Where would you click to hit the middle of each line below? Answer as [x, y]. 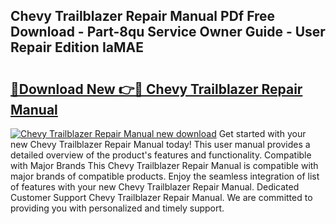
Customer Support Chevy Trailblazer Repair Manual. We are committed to [161, 197]
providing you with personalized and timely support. [117, 208]
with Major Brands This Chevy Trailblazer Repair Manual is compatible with [164, 165]
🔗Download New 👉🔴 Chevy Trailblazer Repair [156, 89]
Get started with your [262, 133]
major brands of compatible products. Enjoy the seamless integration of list [165, 176]
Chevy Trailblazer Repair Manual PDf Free [143, 16]
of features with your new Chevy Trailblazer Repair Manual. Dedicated [155, 187]
